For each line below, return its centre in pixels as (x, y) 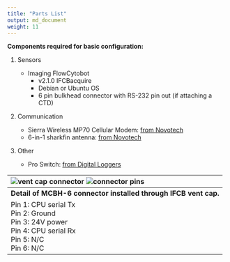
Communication (40, 116)
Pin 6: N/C (28, 248)
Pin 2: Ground (33, 213)
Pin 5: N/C (28, 240)
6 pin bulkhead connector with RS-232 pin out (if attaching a (125, 95)
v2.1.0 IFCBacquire (65, 81)
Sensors (29, 60)
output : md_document (37, 20)
